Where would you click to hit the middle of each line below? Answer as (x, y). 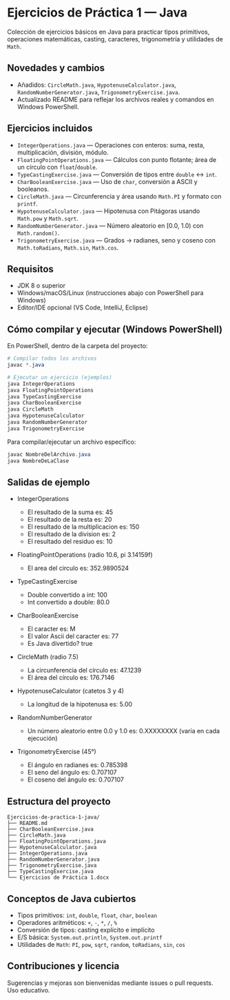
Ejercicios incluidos (50, 129)
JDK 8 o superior (41, 286)
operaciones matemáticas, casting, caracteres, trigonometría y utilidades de (115, 39)
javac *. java (26, 365)
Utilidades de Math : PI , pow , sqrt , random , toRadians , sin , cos (101, 945)
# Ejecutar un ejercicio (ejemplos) (60, 377)
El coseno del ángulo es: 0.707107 (75, 779)
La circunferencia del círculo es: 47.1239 (84, 671)
